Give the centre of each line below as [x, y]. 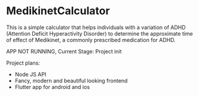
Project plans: [23, 63]
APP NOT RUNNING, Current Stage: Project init [64, 51]
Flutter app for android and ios [52, 87]
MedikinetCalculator [58, 11]
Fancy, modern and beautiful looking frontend [71, 81]
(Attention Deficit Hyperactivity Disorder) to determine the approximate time [99, 33]
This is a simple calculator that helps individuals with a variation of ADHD [96, 27]
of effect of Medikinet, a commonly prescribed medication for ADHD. [91, 40]
